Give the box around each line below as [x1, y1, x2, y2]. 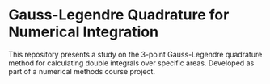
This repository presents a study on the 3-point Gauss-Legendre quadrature [8, 49, 263, 59]
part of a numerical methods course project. [8, 66, 156, 76]
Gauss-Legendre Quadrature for [8, 6, 230, 24]
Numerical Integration [8, 23, 159, 41]
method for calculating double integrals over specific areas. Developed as [8, 58, 255, 68]
